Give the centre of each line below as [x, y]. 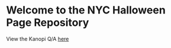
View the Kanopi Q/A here [38, 39]
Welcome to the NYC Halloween [86, 10]
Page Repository [48, 23]
